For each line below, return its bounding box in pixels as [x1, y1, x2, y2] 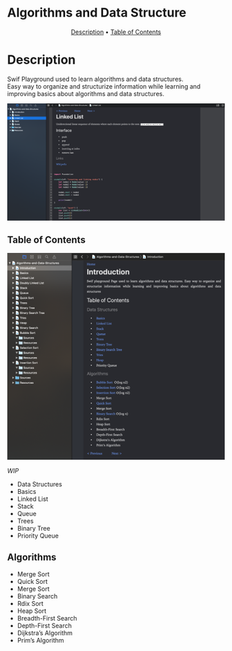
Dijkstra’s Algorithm [17, 628, 73, 637]
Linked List [17, 495, 48, 503]
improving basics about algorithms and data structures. [7, 89, 164, 98]
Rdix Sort [17, 599, 43, 607]
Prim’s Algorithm [17, 636, 64, 644]
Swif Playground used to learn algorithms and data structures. [7, 75, 184, 83]
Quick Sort [17, 577, 48, 585]
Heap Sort [17, 607, 47, 615]
